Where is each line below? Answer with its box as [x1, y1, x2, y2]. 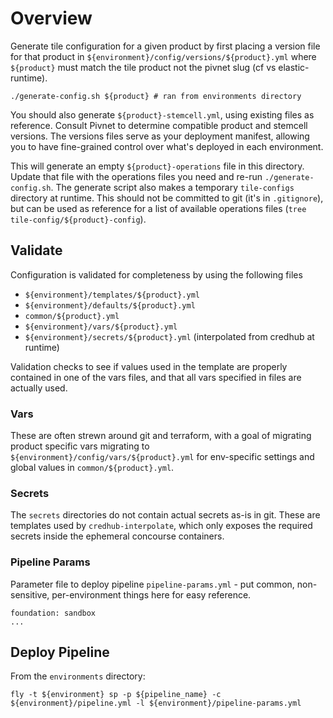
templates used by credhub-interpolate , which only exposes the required [10, 520, 313, 532]
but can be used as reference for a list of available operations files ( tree [10, 202, 307, 214]
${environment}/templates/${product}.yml [24, 290, 200, 300]
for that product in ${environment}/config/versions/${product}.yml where [10, 50, 317, 62]
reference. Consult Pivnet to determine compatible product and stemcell [10, 119, 308, 131]
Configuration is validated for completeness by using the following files [10, 268, 303, 281]
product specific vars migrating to [10, 440, 150, 452]
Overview [10, 7, 93, 30]
